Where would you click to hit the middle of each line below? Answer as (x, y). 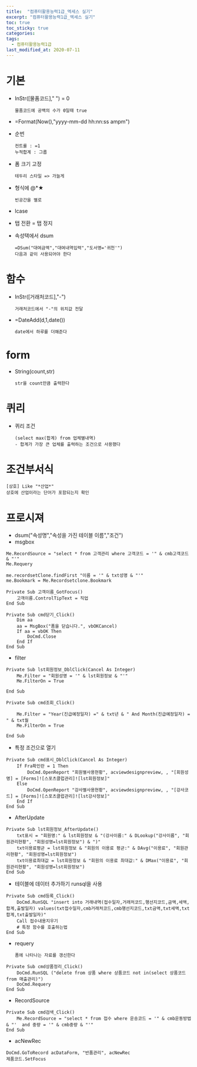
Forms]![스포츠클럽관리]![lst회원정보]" (66, 779)
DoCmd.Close (42, 637)
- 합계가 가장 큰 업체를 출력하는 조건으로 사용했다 (67, 444)
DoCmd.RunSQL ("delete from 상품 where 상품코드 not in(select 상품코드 (101, 973)
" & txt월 (18, 721)
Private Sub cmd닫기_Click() (41, 615)
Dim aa (25, 620)
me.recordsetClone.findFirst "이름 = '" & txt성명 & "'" (75, 576)
